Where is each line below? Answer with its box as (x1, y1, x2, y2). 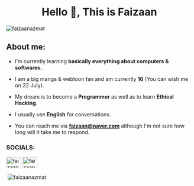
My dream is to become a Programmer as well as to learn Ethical (14, 93, 174, 100)
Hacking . (14, 99, 38, 106)
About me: (6, 42, 46, 52)
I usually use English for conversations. (14, 110, 111, 118)
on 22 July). (14, 81, 44, 89)
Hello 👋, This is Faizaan (41, 5, 157, 19)
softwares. (14, 64, 43, 71)
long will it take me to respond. (14, 128, 90, 135)
